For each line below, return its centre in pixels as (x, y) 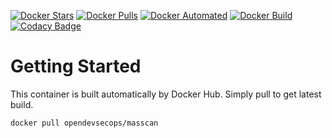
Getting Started (76, 66)
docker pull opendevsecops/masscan (84, 123)
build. (22, 104)
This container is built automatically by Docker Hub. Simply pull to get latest (166, 94)
